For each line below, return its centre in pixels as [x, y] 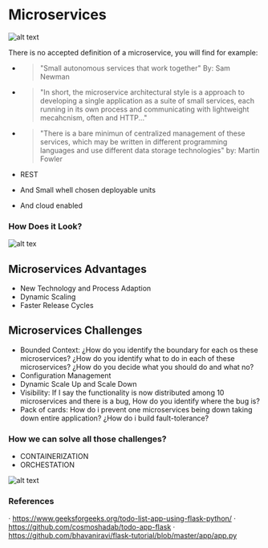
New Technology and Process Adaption [85, 288]
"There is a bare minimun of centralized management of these [142, 133]
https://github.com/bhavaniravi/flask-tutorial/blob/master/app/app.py [123, 536]
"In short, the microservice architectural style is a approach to [142, 92]
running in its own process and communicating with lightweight [144, 109]
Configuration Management [65, 375]
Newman [55, 76]
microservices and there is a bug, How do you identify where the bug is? [140, 401]
